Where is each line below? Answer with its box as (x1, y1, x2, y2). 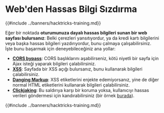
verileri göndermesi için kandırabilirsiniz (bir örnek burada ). (12, 92, 135, 98)
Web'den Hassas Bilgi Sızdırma (5, 3, 137, 15)
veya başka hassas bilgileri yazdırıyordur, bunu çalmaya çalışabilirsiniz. (5, 40, 151, 46)
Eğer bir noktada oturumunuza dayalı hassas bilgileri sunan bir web (5, 29, 147, 35)
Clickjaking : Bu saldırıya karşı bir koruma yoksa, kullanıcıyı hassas (12, 87, 149, 93)
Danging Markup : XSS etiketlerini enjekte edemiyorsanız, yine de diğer (12, 76, 159, 82)
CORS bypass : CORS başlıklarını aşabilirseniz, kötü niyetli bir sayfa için (12, 55, 159, 61)
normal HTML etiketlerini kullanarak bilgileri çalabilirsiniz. (12, 81, 130, 88)
